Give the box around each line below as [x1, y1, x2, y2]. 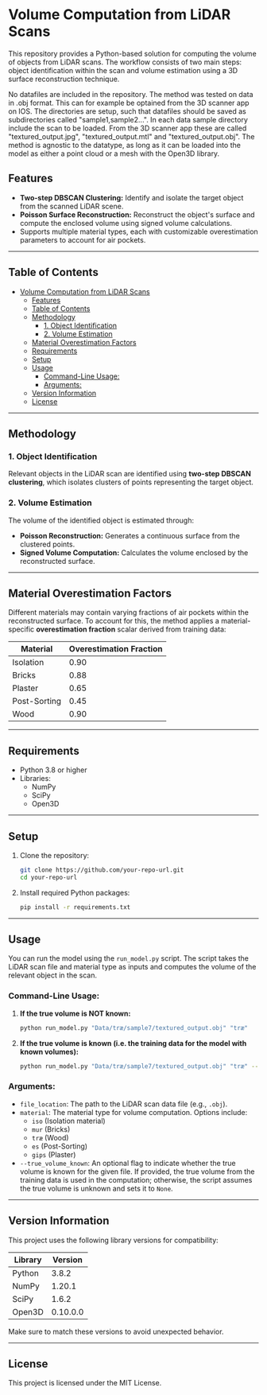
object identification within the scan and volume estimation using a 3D [8, 65, 238, 75]
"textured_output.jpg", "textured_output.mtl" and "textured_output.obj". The [8, 131, 255, 141]
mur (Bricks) [31, 1124, 71, 1134]
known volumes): [19, 1047, 79, 1056]
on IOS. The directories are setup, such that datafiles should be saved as [8, 106, 246, 116]
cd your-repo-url [19, 873, 78, 881]
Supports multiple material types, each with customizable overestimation [19, 227, 258, 236]
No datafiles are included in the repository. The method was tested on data [8, 89, 253, 99]
